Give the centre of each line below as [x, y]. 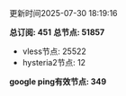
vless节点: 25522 [54, 51]
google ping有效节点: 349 [58, 82]
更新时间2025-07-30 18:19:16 [64, 13]
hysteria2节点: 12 [54, 62]
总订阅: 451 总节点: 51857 [57, 32]
